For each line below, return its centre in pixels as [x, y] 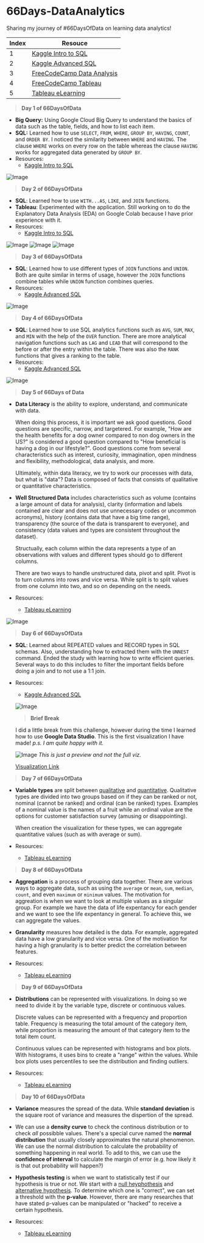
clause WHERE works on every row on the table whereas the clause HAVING [106, 146]
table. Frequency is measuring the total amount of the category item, [101, 1023]
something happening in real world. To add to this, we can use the [98, 1152]
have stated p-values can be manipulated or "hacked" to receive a [98, 1203]
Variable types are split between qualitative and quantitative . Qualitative [106, 790]
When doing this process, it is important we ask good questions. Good [103, 422]
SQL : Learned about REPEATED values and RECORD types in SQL [97, 645]
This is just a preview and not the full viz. [90, 754]
